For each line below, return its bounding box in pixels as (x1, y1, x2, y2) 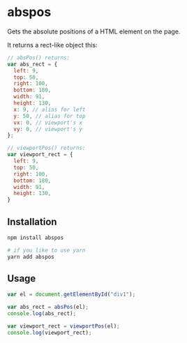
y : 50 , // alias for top (13, 112, 86, 119)
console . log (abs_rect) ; (7, 310, 77, 317)
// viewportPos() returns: (7, 144, 86, 152)
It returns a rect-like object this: (7, 40, 98, 49)
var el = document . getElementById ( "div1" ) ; (7, 291, 136, 298)
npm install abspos (7, 234, 64, 241)
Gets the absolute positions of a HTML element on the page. (7, 27, 181, 36)
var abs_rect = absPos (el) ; (7, 304, 89, 311)
